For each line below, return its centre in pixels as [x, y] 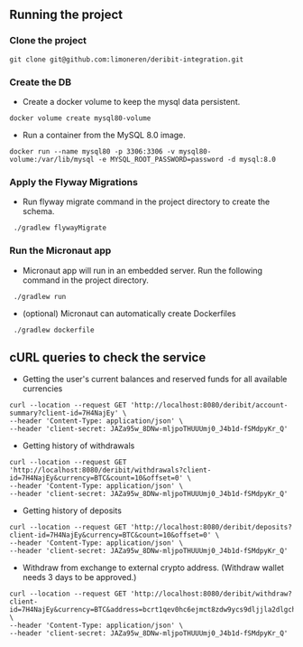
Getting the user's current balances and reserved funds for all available [155, 380]
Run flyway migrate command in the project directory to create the [146, 202]
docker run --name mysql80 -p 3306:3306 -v [92, 151]
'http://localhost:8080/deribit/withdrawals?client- [110, 470]
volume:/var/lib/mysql [52, 159]
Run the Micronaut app [60, 250]
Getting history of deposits [72, 511]
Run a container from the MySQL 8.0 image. [104, 135]
